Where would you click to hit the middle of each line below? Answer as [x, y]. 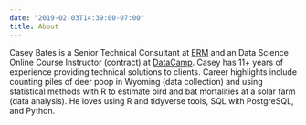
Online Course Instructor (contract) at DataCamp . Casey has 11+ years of [147, 62]
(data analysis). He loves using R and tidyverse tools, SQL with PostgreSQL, [152, 100]
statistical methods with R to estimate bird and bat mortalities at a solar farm [153, 91]
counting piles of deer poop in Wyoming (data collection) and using [136, 81]
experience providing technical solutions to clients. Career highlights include [153, 72]
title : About [34, 26]
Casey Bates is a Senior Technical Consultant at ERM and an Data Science [149, 52]
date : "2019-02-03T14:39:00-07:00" [77, 18]
